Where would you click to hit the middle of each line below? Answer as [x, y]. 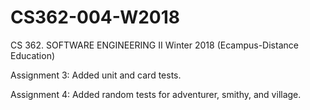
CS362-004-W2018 [95, 17]
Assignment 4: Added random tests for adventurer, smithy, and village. [156, 94]
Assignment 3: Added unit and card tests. [96, 75]
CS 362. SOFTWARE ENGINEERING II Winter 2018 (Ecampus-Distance [154, 45]
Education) [33, 55]
